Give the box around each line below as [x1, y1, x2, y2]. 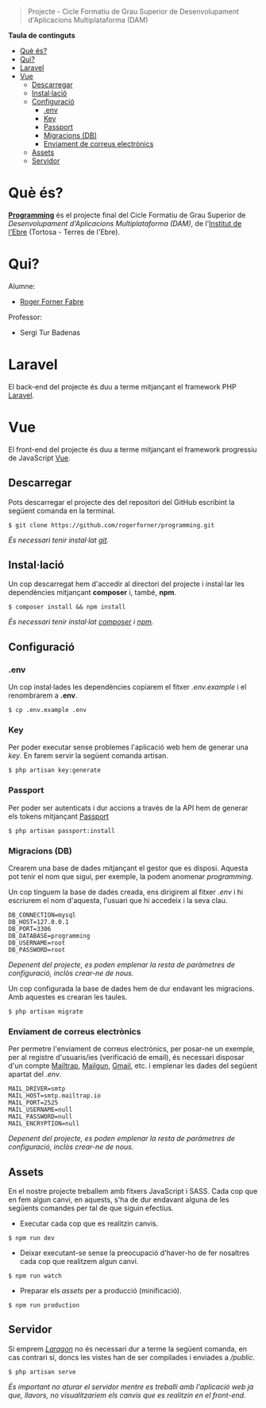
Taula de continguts [8, 31, 75, 40]
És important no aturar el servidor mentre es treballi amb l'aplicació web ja [8, 1382, 254, 1391]
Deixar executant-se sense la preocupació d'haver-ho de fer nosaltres [19, 1248, 250, 1257]
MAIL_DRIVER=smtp [8, 1085, 66, 1093]
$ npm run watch [8, 1272, 62, 1281]
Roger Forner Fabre [19, 296, 84, 306]
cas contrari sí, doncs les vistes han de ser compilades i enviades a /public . [8, 1352, 256, 1362]
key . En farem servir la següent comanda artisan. [8, 751, 168, 761]
